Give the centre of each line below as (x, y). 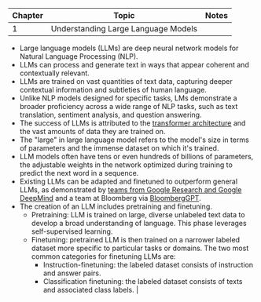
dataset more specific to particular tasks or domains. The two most (140, 248)
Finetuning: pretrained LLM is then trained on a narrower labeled (136, 240)
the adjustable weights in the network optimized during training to (126, 165)
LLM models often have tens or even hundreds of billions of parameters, (136, 156)
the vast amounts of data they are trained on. (92, 131)
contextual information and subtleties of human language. (113, 90)
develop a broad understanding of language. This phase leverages (139, 223)
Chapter (28, 15)
